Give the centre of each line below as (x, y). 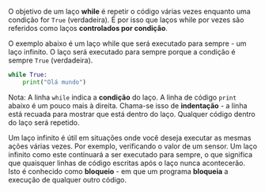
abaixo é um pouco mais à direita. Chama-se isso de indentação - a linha (128, 105)
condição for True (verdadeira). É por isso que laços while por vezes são (126, 20)
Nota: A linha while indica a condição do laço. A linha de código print (123, 97)
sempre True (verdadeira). (51, 60)
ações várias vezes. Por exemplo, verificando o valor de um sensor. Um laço (133, 146)
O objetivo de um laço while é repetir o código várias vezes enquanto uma (129, 11)
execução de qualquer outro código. (67, 179)
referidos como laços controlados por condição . (88, 28)
